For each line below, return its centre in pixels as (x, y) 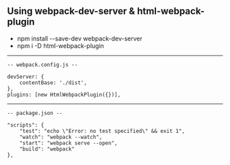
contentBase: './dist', (53, 82)
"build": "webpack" (47, 149)
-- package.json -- (35, 113)
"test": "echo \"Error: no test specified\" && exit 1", (102, 131)
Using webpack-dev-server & (71, 11)
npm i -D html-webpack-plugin (61, 46)
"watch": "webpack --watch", (61, 137)
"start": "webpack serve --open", (68, 143)
